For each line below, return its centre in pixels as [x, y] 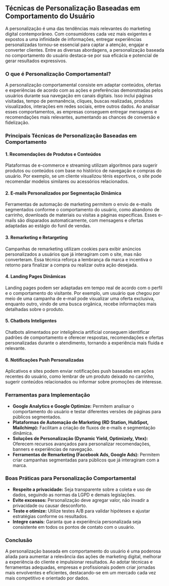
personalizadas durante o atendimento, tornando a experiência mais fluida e [84, 343]
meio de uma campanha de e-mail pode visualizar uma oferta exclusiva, [80, 298]
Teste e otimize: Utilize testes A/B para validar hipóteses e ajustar [81, 511]
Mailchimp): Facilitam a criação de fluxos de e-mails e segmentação [84, 427]
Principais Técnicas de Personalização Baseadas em [71, 136]
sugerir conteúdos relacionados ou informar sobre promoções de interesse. [84, 382]
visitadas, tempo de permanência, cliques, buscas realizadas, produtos [79, 101]
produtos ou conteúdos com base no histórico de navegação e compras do [83, 171]
